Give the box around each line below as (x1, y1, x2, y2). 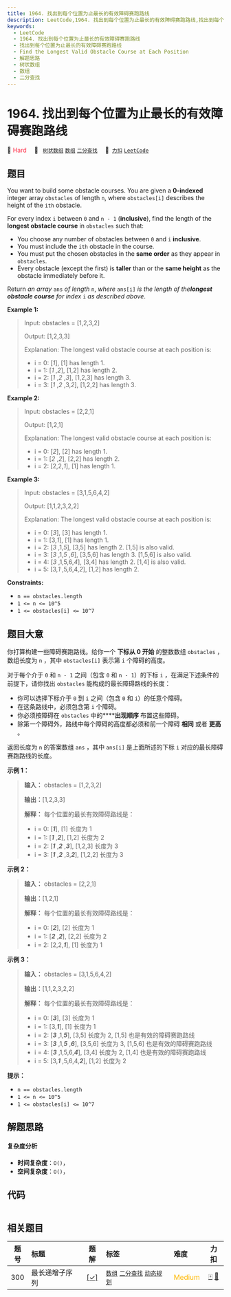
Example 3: (7, 475, 40, 483)
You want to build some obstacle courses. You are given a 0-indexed (7, 186, 203, 195)
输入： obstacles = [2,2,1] (23, 880, 96, 888)
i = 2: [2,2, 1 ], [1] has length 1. (34, 462, 115, 470)
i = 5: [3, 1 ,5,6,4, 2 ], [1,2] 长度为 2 (34, 1056, 126, 1065)
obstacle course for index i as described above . (7, 292, 146, 301)
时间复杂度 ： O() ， (16, 1158, 69, 1166)
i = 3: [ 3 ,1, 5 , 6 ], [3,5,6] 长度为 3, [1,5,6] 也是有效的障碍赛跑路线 (34, 1039, 213, 1047)
